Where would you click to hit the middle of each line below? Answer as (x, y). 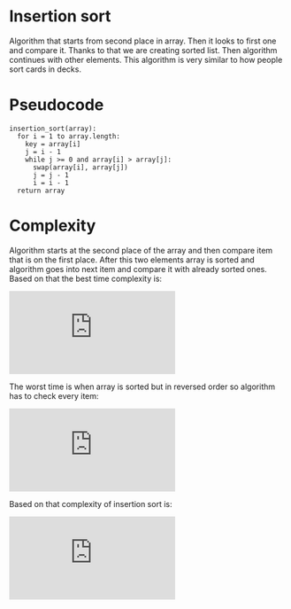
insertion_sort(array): (53, 129)
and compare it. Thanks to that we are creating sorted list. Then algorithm (143, 50)
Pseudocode (57, 105)
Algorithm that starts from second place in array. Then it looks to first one (143, 41)
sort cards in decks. (46, 69)
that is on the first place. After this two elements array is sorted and (132, 260)
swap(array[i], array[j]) (80, 167)
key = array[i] (53, 144)
